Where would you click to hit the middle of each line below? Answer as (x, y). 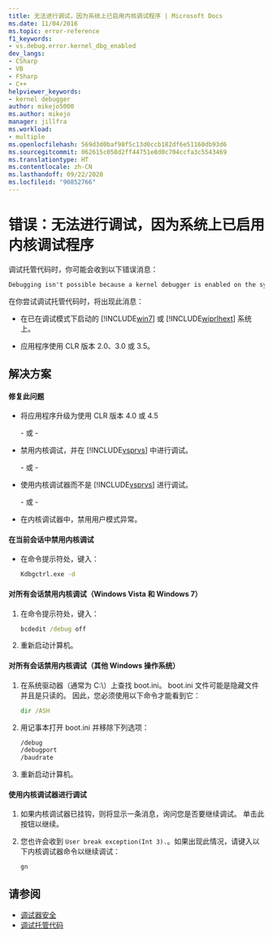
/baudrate (37, 758)
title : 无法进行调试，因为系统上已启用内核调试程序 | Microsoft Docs (116, 16)
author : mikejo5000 (41, 106)
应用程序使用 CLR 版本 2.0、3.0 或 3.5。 (87, 345)
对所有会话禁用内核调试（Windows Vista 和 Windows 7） (105, 593)
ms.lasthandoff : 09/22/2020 (56, 175)
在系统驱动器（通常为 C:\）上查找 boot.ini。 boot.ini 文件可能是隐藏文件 (139, 685)
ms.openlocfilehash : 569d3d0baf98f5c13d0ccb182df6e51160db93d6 (118, 144)
